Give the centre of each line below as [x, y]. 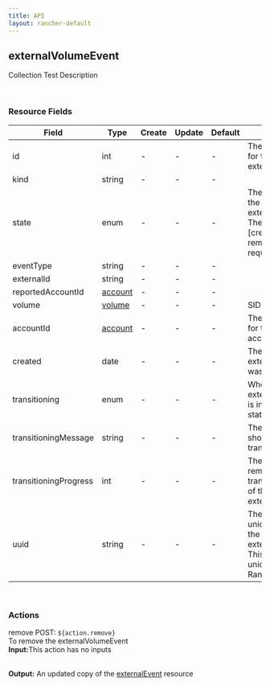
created [27, 361]
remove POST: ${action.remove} [62, 632]
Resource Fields [40, 112]
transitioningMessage [53, 437]
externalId [31, 278]
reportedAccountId [48, 292]
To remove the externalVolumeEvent [68, 641]
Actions [24, 614]
